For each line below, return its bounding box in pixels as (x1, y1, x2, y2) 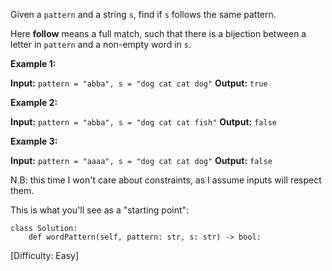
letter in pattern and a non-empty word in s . (10, 39, 192, 50)
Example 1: (10, 58, 57, 69)
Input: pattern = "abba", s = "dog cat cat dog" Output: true (10, 77, 268, 89)
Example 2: (10, 97, 58, 108)
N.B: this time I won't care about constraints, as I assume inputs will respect (10, 174, 322, 186)
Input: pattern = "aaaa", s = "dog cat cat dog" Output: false (10, 155, 273, 166)
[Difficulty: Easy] (10, 250, 80, 261)
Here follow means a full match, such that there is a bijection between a (10, 28, 307, 39)
